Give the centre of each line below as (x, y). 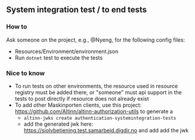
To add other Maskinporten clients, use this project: (78, 105)
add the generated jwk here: (58, 124)
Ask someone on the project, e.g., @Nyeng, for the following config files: (96, 40)
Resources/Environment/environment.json (66, 51)
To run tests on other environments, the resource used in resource (96, 86)
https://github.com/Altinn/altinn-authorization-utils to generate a (94, 111)
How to (17, 27)
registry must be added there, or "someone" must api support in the (98, 92)
